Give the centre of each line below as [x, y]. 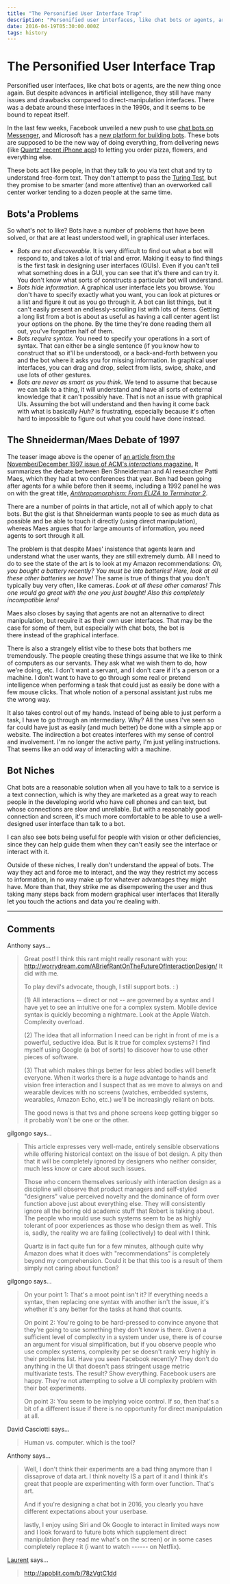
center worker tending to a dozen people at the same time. [90, 192]
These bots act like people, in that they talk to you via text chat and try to [110, 170]
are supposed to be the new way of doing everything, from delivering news [113, 143]
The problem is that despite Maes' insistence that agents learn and [101, 549]
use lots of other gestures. [54, 375]
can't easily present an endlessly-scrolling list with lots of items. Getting [118, 309]
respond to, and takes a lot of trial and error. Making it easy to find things [120, 258]
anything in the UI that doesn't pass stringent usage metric [107, 1367]
